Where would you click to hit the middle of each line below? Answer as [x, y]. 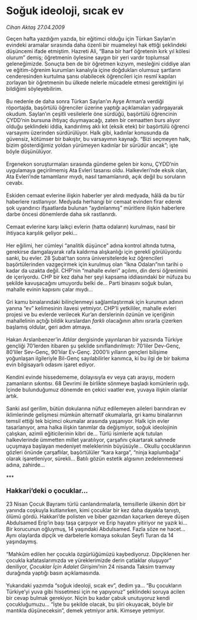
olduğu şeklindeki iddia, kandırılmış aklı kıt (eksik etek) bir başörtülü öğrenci [98, 126]
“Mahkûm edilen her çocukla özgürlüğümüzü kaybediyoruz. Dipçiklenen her [98, 554]
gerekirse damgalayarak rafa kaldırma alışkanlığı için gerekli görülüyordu [94, 251]
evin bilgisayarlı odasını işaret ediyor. [51, 365]
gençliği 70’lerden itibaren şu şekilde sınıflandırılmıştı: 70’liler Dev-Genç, [93, 346]
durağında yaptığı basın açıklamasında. [54, 573]
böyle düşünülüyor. [29, 151]
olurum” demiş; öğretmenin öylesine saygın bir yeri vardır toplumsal [88, 57]
